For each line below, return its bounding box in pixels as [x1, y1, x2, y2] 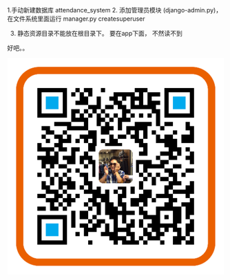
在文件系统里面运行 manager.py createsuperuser [7, 14, 146, 23]
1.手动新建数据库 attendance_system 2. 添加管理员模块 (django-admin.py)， [7, 6, 222, 14]
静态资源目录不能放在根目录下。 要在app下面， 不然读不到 [17, 30, 182, 37]
